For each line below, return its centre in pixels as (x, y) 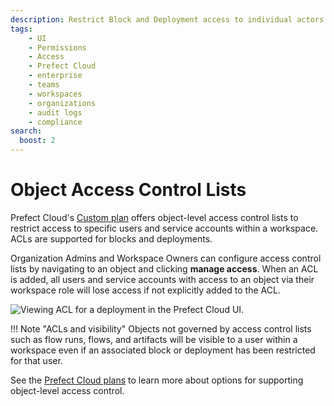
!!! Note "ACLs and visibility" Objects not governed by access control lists (161, 328)
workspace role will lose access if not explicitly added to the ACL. (145, 290)
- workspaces (55, 94)
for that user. (36, 360)
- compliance (55, 122)
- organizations (62, 103)
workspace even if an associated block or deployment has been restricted (163, 350)
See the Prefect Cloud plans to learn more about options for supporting (157, 380)
